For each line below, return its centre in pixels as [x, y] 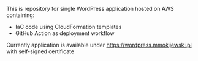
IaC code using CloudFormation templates [68, 27]
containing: [21, 15]
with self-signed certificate [40, 51]
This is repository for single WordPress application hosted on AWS [90, 9]
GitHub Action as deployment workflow [65, 33]
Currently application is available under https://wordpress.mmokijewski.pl [99, 45]
